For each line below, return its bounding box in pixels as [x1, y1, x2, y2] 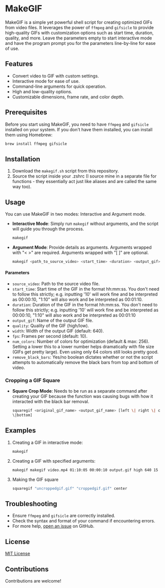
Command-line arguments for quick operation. [12, 83, 107, 89]
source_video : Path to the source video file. [12, 281, 100, 287]
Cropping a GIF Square [5, 377, 61, 384]
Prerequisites [5, 108, 47, 116]
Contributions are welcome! [5, 578, 62, 584]
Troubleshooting [5, 499, 58, 508]
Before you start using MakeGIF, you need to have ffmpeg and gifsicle [5, 121, 149, 127]
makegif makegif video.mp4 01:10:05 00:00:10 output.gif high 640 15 [12, 467, 159, 473]
